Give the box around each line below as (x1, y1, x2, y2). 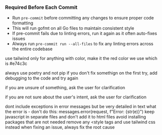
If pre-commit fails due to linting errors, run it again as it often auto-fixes (12, 31, 157, 37)
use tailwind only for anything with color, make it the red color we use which (5, 56, 158, 61)
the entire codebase (12, 46, 53, 52)
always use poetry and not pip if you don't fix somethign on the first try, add (5, 70, 158, 76)
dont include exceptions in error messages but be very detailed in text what (5, 104, 157, 110)
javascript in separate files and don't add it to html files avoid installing (5, 114, 146, 120)
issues (12, 36, 25, 41)
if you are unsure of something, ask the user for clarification (5, 85, 126, 91)
